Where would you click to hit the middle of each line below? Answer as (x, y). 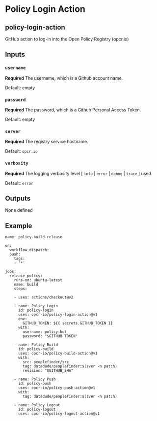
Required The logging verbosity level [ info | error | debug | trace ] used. (79, 173)
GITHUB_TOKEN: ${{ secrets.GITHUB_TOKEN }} (68, 324)
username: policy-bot (45, 332)
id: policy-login (36, 310)
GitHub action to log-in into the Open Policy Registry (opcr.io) (67, 39)
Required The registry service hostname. (47, 142)
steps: (21, 289)
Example (19, 226)
